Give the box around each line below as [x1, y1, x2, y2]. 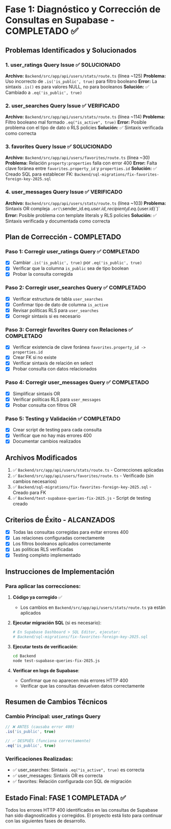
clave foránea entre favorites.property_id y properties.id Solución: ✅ [5, 165, 157, 172]
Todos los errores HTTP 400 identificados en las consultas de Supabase [5, 807, 158, 813]
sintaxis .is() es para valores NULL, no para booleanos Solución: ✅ [5, 83, 150, 90]
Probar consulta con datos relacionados [12, 366, 97, 372]
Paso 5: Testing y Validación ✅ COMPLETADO [5, 415, 121, 422]
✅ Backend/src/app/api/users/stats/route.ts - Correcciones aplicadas [12, 467, 164, 473]
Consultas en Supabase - [5, 14, 115, 26]
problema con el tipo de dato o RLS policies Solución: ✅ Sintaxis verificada [5, 125, 163, 131]
